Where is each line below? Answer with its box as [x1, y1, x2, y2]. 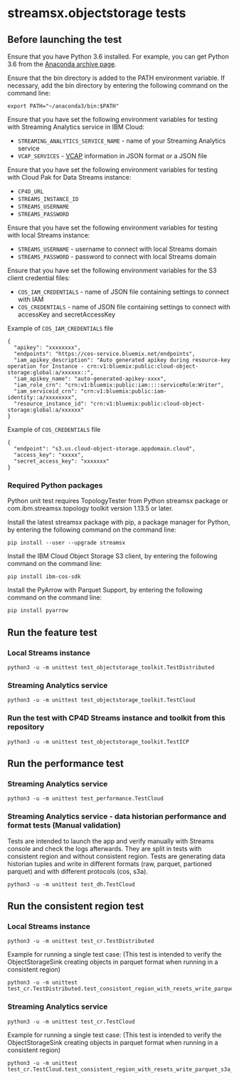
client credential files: [7, 274, 70, 282]
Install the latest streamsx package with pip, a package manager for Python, [7, 518, 230, 527]
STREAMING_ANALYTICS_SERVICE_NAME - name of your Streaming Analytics [17, 137, 226, 145]
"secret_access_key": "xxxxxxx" [14, 458, 110, 465]
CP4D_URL [17, 188, 44, 195]
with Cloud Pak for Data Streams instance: [7, 173, 132, 181]
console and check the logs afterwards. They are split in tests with [7, 844, 202, 853]
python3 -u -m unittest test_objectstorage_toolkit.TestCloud [7, 696, 196, 704]
